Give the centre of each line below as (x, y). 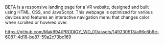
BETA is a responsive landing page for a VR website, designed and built (77, 7)
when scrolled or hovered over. (36, 22)
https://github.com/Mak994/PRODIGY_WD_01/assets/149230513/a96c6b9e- (82, 32)
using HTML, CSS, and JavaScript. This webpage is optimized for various (79, 12)
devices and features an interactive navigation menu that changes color (77, 17)
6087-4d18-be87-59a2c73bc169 (38, 37)
